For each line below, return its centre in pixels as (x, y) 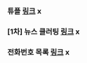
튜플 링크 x (25, 10)
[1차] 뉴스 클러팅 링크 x (43, 31)
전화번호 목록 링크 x (39, 52)
